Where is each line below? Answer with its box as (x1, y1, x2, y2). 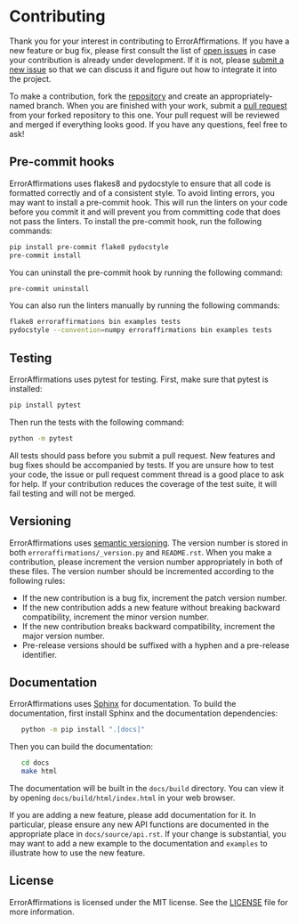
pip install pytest (9, 401, 82, 409)
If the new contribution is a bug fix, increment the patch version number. (21, 592, 287, 603)
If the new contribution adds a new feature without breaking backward (21, 602, 281, 612)
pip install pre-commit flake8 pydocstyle (9, 242, 169, 251)
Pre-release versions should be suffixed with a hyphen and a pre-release (21, 639, 290, 651)
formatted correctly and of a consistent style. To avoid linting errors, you (9, 187, 275, 198)
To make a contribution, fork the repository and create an (9, 91, 220, 101)
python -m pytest (9, 434, 74, 442)
